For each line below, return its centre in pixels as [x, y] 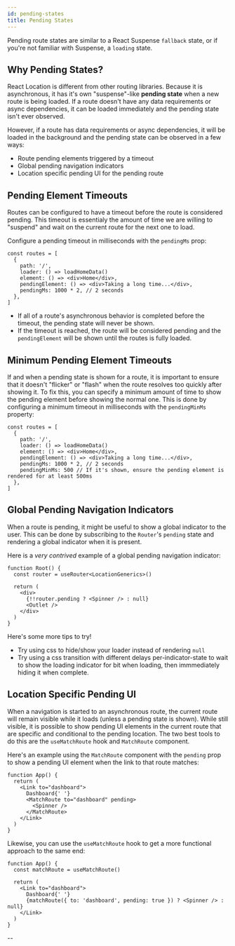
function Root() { [34, 568]
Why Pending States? [55, 70]
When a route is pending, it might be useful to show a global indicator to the [117, 527]
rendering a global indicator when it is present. [75, 541]
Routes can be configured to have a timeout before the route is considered [115, 212]
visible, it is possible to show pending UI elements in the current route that [114, 726]
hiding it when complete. [53, 672]
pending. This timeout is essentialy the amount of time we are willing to [110, 220]
